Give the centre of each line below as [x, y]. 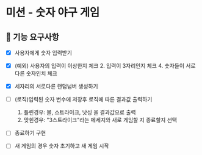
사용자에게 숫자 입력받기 [43, 53]
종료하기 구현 [30, 133]
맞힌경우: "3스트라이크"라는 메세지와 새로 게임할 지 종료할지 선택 [100, 120]
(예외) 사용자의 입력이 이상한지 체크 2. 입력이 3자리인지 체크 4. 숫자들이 [99, 66]
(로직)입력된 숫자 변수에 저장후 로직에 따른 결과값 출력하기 [83, 99]
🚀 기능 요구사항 [32, 37]
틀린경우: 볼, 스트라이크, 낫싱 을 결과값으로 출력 [80, 112]
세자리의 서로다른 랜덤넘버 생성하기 [56, 87]
